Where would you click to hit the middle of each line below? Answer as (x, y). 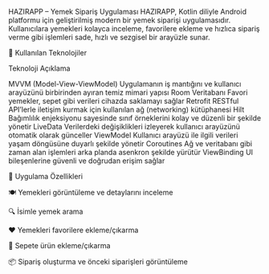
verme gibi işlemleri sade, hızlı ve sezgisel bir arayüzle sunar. (109, 37)
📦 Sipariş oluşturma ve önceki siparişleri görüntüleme (98, 262)
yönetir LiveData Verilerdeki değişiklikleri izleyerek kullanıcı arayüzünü (124, 127)
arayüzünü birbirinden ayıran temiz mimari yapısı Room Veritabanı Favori (128, 92)
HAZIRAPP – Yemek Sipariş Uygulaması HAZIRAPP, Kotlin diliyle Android (128, 12)
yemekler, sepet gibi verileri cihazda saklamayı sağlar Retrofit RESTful (124, 101)
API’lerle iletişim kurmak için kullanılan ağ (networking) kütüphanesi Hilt (126, 109)
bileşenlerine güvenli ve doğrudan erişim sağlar (87, 161)
